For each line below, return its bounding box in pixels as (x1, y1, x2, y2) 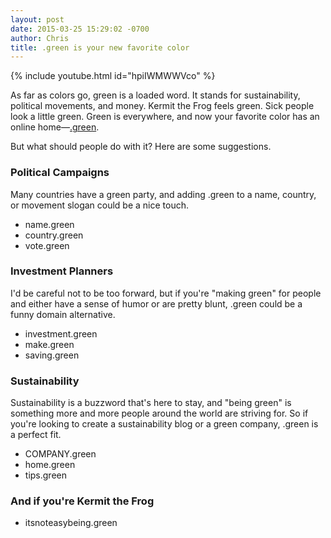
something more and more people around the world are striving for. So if (10, 407, 309, 420)
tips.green (24, 469, 67, 481)
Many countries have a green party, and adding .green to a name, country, (10, 188, 317, 200)
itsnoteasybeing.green (24, 517, 118, 529)
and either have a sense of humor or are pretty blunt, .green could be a (10, 297, 303, 310)
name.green (24, 218, 75, 230)
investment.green (24, 327, 98, 340)
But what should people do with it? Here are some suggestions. (10, 141, 272, 153)
